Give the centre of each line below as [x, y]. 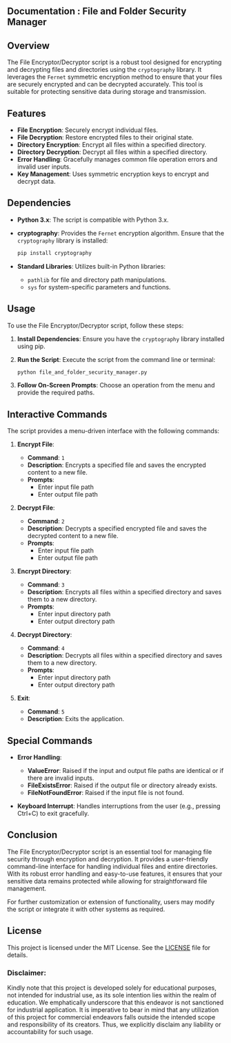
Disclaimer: [27, 973]
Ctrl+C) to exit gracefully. [53, 814]
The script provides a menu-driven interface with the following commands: [113, 431]
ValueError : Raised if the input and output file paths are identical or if [125, 771]
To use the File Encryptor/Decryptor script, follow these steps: [96, 325]
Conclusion [32, 835]
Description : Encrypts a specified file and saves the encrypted [117, 465]
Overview [29, 45]
